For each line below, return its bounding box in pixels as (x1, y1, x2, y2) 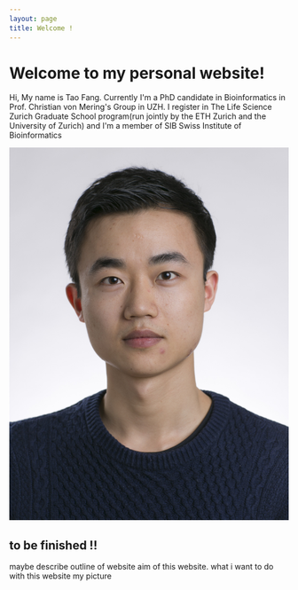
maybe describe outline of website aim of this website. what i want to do (9, 562, 274, 572)
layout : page (9, 14, 58, 23)
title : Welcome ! (9, 23, 74, 33)
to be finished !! (9, 538, 98, 553)
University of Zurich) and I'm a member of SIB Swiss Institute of (9, 121, 242, 131)
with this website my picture (9, 570, 113, 581)
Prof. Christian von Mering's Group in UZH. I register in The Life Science (9, 102, 272, 113)
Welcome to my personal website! (9, 63, 265, 83)
